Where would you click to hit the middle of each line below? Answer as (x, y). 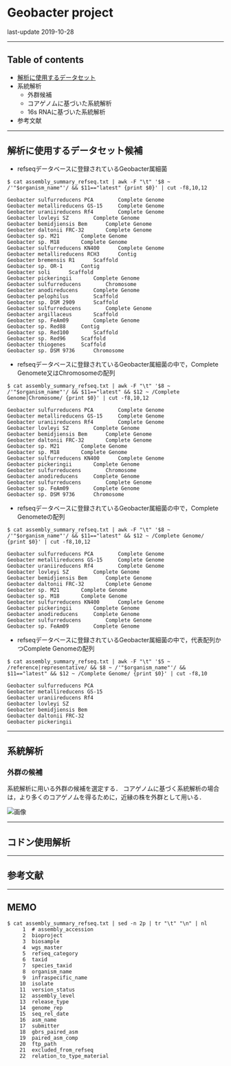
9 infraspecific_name (55, 977)
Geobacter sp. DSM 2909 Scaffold (63, 302)
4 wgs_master (43, 947)
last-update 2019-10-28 (41, 32)
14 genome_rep (41, 1007)
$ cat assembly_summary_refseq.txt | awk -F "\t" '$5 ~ (89, 662)
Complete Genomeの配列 (59, 648)
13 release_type (44, 1002)
